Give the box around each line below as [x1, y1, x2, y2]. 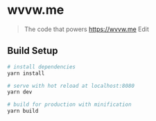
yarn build [7, 108, 39, 115]
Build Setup [7, 45, 58, 57]
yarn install [7, 70, 45, 77]
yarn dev [7, 89, 33, 95]
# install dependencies [7, 63, 76, 71]
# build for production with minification [7, 101, 132, 109]
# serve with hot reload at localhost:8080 [7, 82, 135, 89]
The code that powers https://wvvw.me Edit [24, 25, 149, 33]
